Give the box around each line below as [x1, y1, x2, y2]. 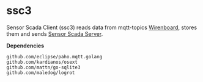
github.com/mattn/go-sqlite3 [6, 64, 81, 70]
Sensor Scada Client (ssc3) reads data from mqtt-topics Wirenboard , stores [6, 24, 197, 31]
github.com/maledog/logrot [6, 69, 75, 76]
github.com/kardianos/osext [6, 59, 78, 65]
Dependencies [6, 42, 45, 49]
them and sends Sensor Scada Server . [6, 30, 103, 37]
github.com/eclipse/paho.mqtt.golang [6, 53, 103, 60]
